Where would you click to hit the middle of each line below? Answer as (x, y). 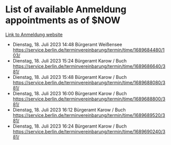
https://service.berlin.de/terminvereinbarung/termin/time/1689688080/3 (89, 82)
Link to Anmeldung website (34, 34)
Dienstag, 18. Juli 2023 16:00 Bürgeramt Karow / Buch (70, 93)
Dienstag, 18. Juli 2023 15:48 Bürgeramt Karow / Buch (70, 77)
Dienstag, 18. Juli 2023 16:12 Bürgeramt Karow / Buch (69, 110)
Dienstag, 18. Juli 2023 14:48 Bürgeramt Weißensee (67, 44)
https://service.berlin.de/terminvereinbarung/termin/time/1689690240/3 (89, 131)
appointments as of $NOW (63, 20)
